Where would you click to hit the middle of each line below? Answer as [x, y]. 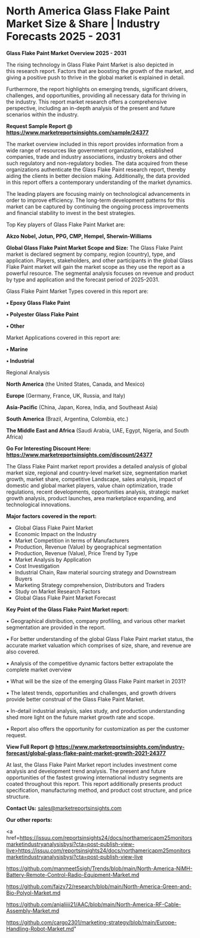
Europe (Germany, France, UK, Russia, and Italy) [66, 395]
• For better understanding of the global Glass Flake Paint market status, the [100, 639]
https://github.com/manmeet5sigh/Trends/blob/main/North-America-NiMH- [99, 868]
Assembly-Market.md [33, 910]
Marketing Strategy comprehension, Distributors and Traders [90, 585]
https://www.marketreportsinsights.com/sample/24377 [78, 132]
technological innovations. [39, 504]
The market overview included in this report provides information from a [95, 144]
